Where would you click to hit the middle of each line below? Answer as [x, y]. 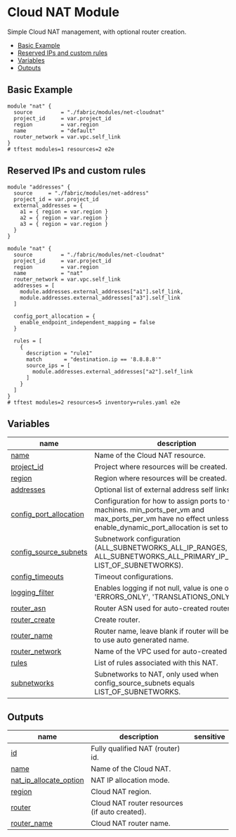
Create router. [117, 620]
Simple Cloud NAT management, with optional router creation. [97, 32]
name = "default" [55, 131]
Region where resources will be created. [160, 478]
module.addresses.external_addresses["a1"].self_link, [102, 292]
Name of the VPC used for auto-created [160, 651]
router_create [33, 620]
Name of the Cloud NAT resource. [150, 456]
